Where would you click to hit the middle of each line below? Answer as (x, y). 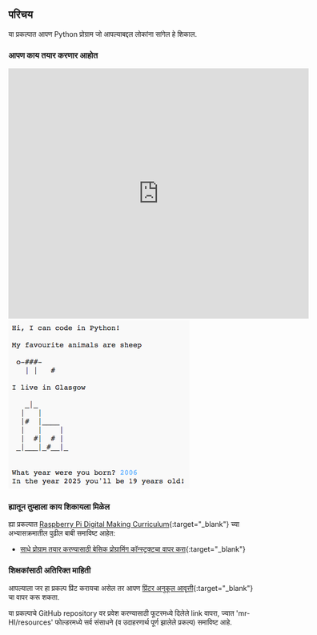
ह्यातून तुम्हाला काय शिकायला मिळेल (59, 507)
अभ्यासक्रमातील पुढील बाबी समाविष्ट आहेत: (62, 533)
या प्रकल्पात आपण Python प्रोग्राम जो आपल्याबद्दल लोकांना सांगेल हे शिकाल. (103, 34)
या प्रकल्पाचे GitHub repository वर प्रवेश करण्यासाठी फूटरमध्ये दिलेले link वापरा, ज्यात (121, 613)
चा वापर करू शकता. (34, 597)
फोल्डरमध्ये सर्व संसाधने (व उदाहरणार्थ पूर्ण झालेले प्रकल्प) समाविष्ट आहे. (143, 622)
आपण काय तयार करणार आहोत (53, 55)
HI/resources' (31, 622)
